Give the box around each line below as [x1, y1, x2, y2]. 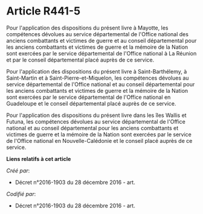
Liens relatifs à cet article [6, 155, 71, 162]
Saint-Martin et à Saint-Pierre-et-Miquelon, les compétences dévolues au [6, 74, 189, 81]
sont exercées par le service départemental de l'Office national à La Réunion [6, 49, 197, 57]
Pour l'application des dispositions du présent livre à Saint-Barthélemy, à [6, 68, 187, 75]
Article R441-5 [6, 4, 80, 18]
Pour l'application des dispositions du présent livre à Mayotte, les [6, 24, 169, 31]
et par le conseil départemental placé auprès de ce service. [6, 56, 155, 63]
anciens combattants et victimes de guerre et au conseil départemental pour [6, 37, 197, 44]
